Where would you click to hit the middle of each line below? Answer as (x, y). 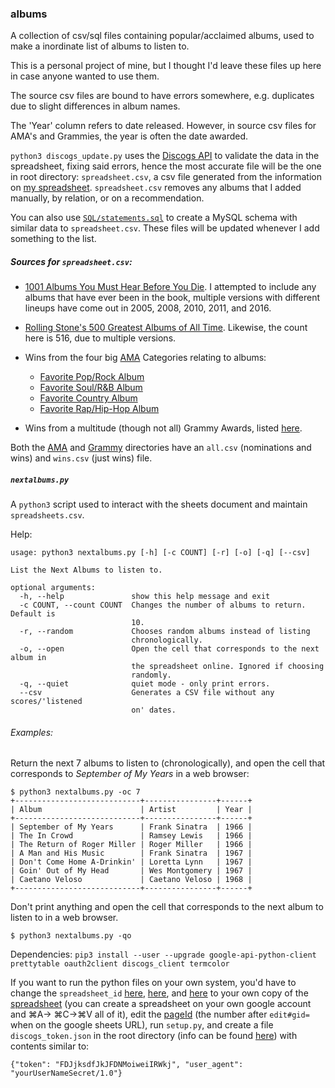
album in (28, 658)
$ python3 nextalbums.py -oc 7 (75, 792)
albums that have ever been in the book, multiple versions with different (172, 298)
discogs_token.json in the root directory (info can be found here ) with (154, 1036)
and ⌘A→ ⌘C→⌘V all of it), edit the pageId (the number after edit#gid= (160, 1014)
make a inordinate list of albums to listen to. (100, 46)
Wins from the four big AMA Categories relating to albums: (145, 358)
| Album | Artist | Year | (131, 810)
